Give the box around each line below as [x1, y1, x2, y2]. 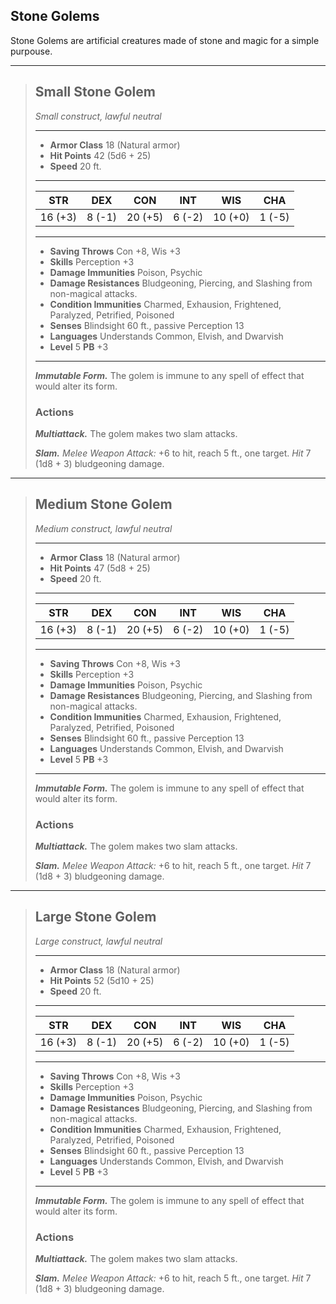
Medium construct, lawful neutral [34, 522, 173, 534]
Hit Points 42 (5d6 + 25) [49, 149, 152, 161]
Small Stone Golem [34, 84, 156, 101]
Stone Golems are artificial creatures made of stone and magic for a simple [10, 34, 320, 46]
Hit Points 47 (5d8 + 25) [49, 562, 151, 574]
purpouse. [10, 45, 53, 57]
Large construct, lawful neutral [34, 935, 163, 947]
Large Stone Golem [34, 909, 157, 926]
